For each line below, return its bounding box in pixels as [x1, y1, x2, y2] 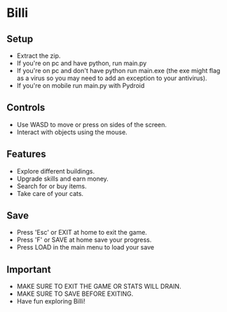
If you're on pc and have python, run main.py [16, 59, 147, 67]
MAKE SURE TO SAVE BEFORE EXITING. [16, 290, 134, 298]
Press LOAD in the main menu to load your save [16, 243, 155, 252]
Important [6, 264, 51, 275]
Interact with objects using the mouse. [16, 128, 128, 136]
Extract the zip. [16, 51, 61, 60]
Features [6, 148, 46, 160]
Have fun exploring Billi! [16, 297, 85, 306]
